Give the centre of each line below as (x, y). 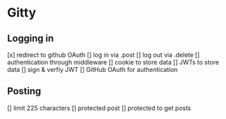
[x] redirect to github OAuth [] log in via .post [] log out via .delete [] (103, 55)
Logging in (31, 38)
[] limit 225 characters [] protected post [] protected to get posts (99, 108)
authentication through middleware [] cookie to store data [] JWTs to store (113, 62)
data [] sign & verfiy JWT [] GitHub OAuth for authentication (93, 70)
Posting (24, 91)
